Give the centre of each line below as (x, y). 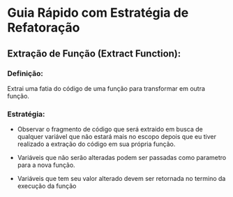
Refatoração (44, 28)
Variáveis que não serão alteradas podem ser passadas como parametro (122, 158)
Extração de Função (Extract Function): (94, 53)
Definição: (25, 73)
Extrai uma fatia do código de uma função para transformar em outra (106, 88)
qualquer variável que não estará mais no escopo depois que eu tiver (116, 137)
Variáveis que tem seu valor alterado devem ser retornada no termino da (121, 179)
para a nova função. (46, 165)
